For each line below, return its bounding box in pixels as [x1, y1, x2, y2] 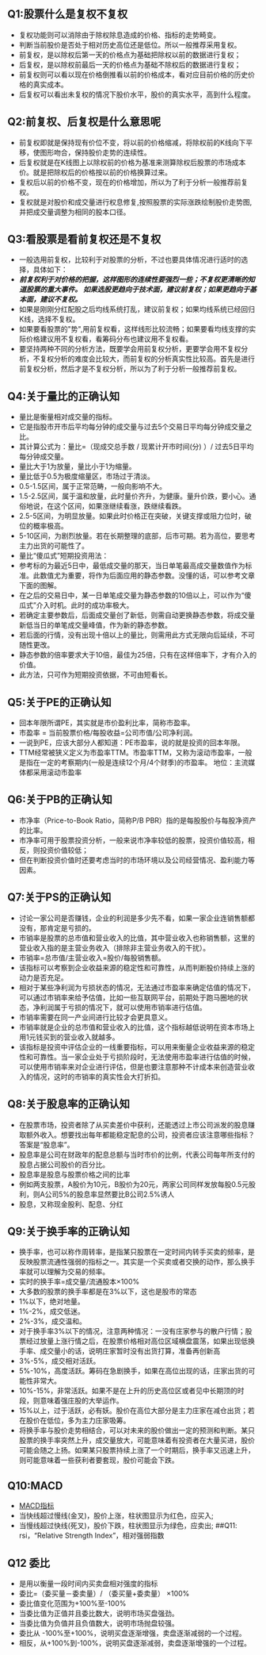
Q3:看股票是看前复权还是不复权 [7, 232, 161, 246]
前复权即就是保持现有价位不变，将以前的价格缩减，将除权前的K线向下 [18, 137, 246, 147]
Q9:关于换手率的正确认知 [7, 1224, 130, 1238]
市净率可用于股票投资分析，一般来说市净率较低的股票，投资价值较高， [18, 835, 249, 845]
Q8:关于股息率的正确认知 [7, 1097, 130, 1111]
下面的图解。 [18, 581, 61, 590]
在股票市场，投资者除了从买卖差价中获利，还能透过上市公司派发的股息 [18, 1119, 249, 1129]
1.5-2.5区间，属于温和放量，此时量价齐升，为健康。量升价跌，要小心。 [18, 491, 250, 501]
